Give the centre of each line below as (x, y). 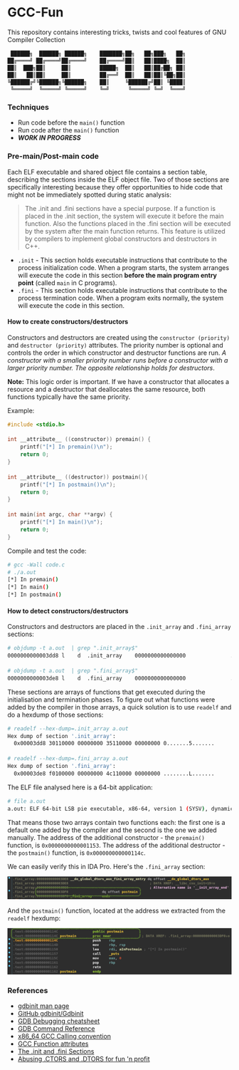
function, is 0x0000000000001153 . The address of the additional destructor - (116, 845)
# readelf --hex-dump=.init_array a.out (68, 728)
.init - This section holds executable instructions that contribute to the (122, 260)
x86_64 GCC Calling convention (64, 1037)
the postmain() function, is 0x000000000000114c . (76, 853)
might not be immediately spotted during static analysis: (90, 194)
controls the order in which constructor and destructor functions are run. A (117, 353)
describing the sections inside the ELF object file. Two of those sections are (118, 180)
